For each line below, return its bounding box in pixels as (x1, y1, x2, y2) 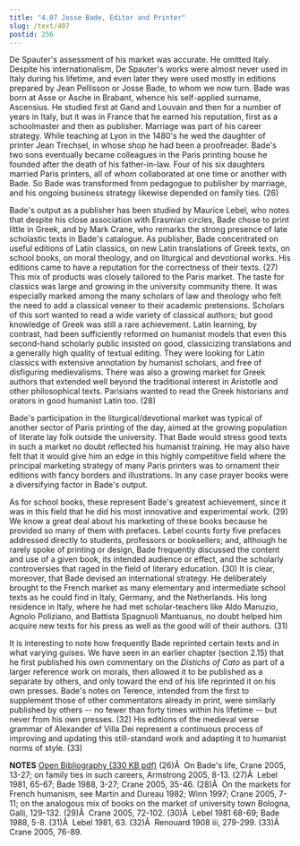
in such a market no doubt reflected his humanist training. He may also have (9, 441, 290, 453)
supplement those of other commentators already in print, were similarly (9, 695, 276, 706)
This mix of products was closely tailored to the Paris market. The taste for (9, 272, 285, 282)
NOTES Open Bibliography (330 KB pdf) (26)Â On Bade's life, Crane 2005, (9, 760, 287, 771)
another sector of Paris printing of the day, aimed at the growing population (9, 422, 287, 433)
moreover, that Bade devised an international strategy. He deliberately (9, 573, 267, 583)
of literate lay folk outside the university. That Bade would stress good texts (9, 432, 287, 443)
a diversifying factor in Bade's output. (9, 479, 149, 490)
